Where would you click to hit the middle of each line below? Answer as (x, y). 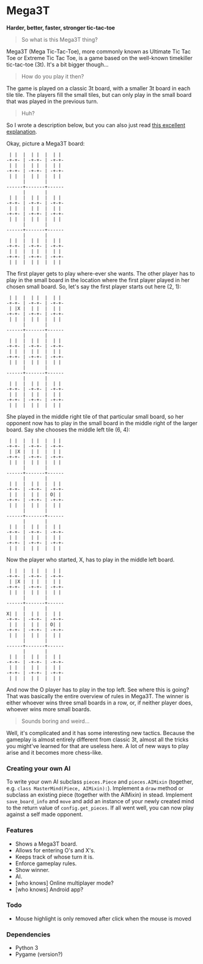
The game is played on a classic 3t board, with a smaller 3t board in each (98, 88)
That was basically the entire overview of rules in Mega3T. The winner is (98, 696)
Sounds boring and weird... (55, 721)
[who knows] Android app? (49, 889)
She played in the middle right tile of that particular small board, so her (95, 416)
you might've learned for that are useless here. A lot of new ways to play (98, 746)
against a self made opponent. (45, 814)
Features (20, 830)
